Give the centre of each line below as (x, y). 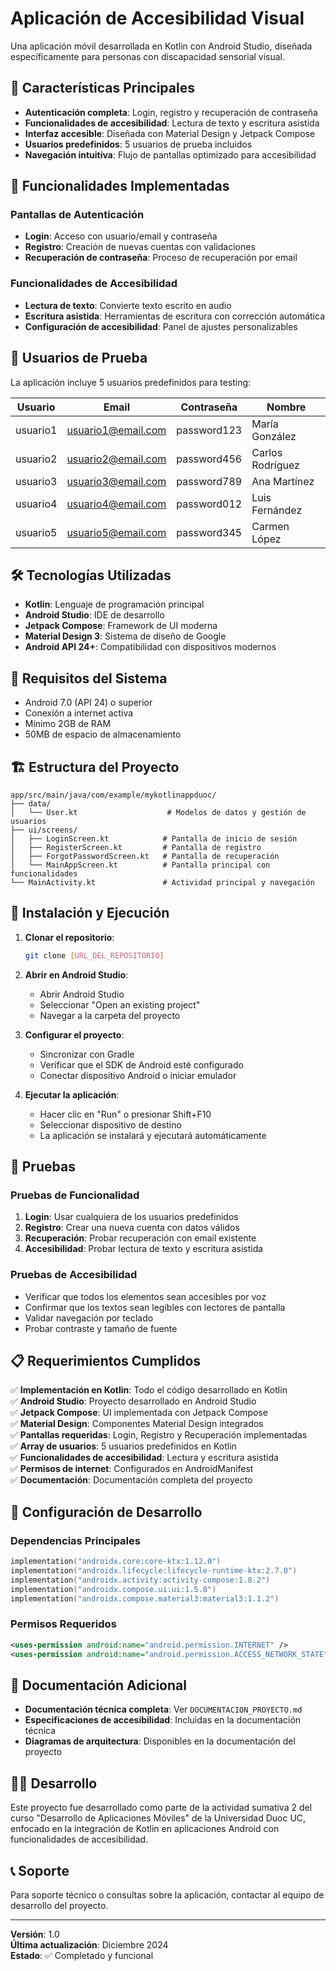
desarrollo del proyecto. (59, 1906)
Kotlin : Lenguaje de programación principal (114, 604)
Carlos (267, 452)
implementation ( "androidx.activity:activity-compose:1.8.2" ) (140, 1580)
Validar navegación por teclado (89, 1318)
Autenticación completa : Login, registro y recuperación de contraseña (171, 112)
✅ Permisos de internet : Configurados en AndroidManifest (132, 1469)
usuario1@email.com (116, 430)
